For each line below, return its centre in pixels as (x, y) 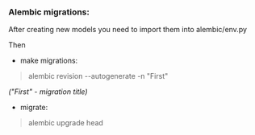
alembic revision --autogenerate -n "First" (98, 76)
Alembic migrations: (49, 12)
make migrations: (49, 61)
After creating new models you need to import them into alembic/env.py (128, 30)
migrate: (34, 108)
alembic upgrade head (65, 123)
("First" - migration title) (48, 92)
